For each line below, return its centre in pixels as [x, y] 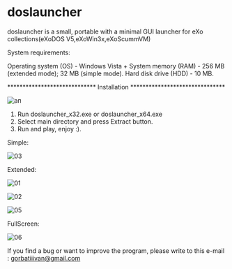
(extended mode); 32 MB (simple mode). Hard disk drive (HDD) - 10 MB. [111, 73]
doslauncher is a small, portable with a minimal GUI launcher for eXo [105, 31]
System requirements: [39, 52]
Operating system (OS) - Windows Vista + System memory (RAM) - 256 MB [116, 66]
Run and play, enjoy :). [49, 129]
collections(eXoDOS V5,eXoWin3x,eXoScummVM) [79, 38]
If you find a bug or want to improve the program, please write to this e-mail [116, 250]
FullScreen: [23, 224]
